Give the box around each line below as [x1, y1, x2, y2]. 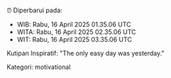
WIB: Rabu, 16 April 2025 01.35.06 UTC [16, 21, 132, 28]
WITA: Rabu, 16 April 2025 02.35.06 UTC [16, 28, 136, 36]
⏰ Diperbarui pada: [6, 6, 63, 14]
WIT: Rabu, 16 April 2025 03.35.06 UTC [16, 35, 133, 43]
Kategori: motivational [6, 63, 71, 71]
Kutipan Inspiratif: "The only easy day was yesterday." [6, 49, 165, 57]
